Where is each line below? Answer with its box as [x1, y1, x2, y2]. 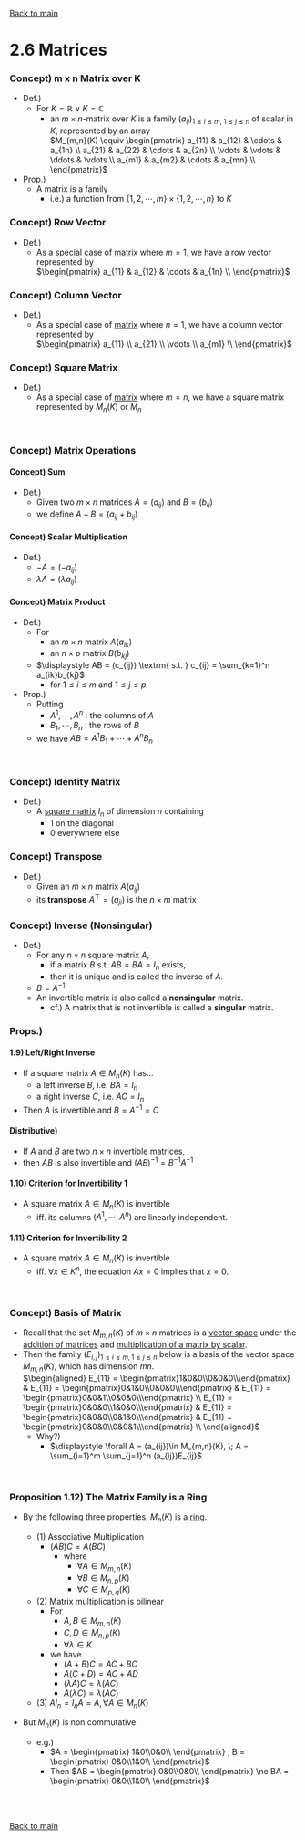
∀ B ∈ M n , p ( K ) [76, 1572, 130, 1585]
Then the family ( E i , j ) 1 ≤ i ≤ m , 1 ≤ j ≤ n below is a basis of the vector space [22, 1349, 295, 1362]
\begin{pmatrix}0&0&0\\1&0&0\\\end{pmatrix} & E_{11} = [22, 1401, 232, 1413]
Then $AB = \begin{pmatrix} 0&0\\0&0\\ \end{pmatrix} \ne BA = [49, 1766, 290, 1777]
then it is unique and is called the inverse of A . [49, 971, 224, 982]
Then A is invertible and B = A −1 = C [22, 1103, 159, 1115]
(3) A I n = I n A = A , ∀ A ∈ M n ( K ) [36, 1697, 149, 1710]
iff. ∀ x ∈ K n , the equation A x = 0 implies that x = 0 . [36, 1264, 229, 1277]
